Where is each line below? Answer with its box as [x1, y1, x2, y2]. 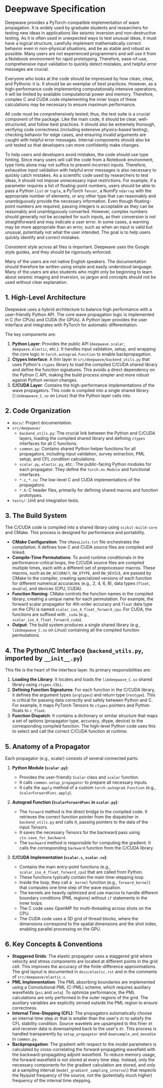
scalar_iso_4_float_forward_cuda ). [12, 617, 82, 623]
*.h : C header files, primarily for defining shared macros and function [19, 487, 158, 493]
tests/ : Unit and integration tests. [12, 497, 80, 503]
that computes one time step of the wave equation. [19, 885, 121, 890]
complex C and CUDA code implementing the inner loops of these [5, 96, 137, 102]
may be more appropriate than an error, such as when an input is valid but [5, 224, 153, 230]
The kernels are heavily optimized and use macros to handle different [19, 890, 158, 895]
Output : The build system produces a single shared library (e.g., [12, 622, 141, 628]
